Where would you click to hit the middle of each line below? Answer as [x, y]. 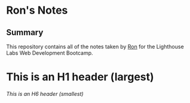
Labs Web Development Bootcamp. [50, 53]
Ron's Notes [37, 10]
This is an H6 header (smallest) [45, 93]
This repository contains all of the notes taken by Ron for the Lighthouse [95, 46]
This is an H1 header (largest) [80, 77]
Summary [25, 32]
